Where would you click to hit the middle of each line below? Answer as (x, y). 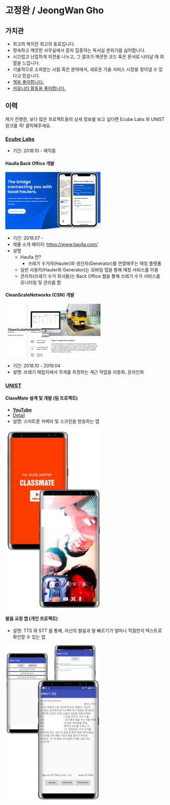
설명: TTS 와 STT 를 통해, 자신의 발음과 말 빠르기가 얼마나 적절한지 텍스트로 (87, 631)
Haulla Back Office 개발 (30, 163)
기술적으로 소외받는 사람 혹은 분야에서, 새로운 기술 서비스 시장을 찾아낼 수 (85, 69)
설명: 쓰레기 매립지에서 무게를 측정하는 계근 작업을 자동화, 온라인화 (78, 372)
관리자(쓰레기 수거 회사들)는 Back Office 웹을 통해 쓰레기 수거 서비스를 (90, 276)
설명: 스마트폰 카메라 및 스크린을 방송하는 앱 (56, 421)
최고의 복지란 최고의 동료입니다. (44, 44)
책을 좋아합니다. (28, 82)
